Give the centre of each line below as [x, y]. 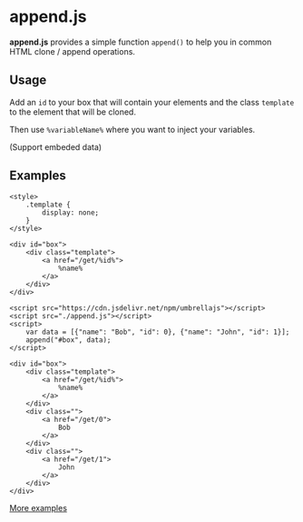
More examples [39, 507]
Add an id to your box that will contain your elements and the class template [152, 102]
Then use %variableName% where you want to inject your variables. [132, 129]
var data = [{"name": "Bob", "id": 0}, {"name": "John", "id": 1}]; [158, 332]
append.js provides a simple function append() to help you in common [141, 42]
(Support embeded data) [56, 146]
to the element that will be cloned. [73, 112]
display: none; [71, 212]
